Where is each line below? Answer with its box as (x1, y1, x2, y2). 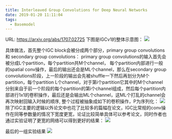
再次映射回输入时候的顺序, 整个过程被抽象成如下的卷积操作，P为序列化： (5, 98, 159, 105)
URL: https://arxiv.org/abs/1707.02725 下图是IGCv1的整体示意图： (5, 36, 143, 42)
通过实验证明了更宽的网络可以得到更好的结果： (5, 118, 104, 124)
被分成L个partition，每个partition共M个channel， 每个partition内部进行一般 (5, 60, 163, 66)
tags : (5, 17, 17, 22)
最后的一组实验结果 (5, 128, 46, 134)
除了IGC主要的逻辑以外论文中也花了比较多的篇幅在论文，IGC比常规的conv (5, 105, 162, 111)
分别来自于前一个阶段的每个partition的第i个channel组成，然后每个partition (5, 85, 161, 92)
